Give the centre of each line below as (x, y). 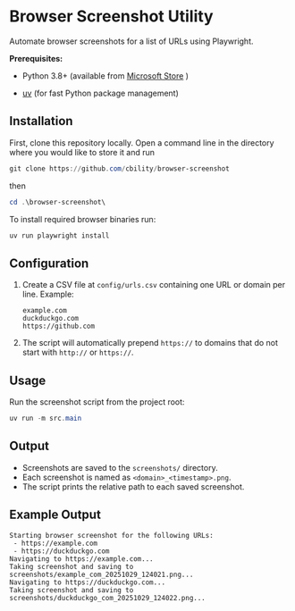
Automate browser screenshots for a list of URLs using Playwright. (131, 41)
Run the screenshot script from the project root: (97, 402)
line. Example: (48, 294)
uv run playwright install (59, 235)
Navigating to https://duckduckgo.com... (88, 582)
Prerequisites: (36, 58)
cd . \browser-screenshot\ (57, 202)
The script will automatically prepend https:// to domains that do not (150, 343)
